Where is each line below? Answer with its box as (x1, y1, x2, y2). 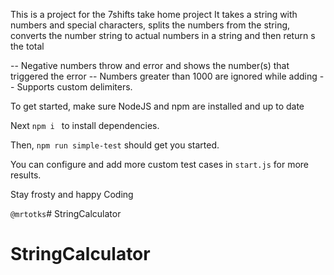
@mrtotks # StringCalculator (10, 208, 122, 219)
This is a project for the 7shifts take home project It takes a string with (10, 9, 298, 20)
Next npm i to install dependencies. (10, 120, 160, 131)
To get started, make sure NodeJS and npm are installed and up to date (10, 100, 305, 112)
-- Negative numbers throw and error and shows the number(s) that (10, 60, 290, 71)
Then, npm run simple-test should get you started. (10, 139, 220, 151)
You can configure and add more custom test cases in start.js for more (10, 159, 310, 170)
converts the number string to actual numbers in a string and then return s (10, 30, 316, 41)
